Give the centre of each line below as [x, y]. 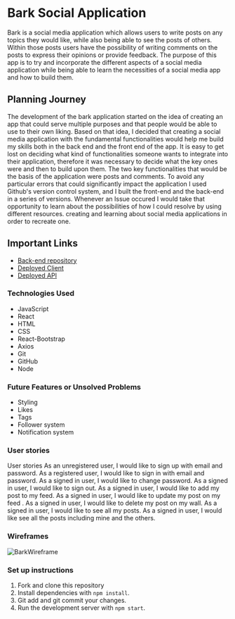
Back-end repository [47, 260]
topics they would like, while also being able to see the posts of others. [110, 39]
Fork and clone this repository [61, 585]
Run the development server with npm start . [81, 608]
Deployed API [37, 275]
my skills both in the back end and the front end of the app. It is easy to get [116, 146]
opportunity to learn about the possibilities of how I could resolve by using [115, 206]
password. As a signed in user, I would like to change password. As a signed [117, 481]
